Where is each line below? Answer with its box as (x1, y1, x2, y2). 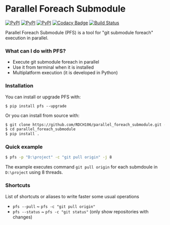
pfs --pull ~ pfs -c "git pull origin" (12, 203, 96, 209)
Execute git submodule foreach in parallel (12, 59, 100, 65)
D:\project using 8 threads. (5, 170, 63, 176)
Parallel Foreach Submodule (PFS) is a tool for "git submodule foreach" (5, 29, 153, 35)
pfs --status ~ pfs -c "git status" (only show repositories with (12, 208, 149, 214)
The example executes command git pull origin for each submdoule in (5, 164, 158, 170)
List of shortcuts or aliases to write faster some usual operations (5, 193, 139, 199)
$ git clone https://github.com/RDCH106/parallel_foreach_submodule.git (5, 122, 162, 127)
